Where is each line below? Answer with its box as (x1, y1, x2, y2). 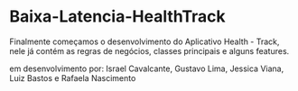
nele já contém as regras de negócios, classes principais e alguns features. (9, 45, 290, 56)
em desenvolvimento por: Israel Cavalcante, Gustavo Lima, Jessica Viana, (9, 63, 284, 74)
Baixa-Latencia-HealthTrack (9, 6, 226, 27)
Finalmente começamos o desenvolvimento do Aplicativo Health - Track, (9, 36, 280, 47)
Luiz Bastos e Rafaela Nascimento (9, 72, 136, 83)
